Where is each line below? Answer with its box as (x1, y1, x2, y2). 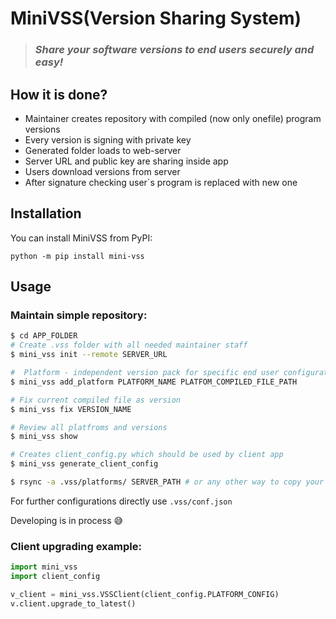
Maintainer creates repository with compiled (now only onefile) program (24, 112, 322, 124)
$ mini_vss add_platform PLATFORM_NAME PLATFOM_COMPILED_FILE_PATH (10, 377, 298, 387)
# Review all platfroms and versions (10, 422, 168, 432)
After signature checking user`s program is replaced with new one (24, 176, 298, 188)
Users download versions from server (24, 165, 181, 177)
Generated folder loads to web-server (24, 144, 182, 156)
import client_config (10, 572, 101, 582)
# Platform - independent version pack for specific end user (10, 368, 280, 378)
